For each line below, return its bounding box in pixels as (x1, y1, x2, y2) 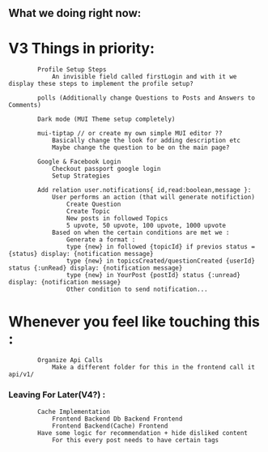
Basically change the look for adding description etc (51, 137, 241, 145)
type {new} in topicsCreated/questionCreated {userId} (66, 257, 255, 266)
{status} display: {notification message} (8, 250, 154, 258)
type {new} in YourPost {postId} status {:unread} (66, 271, 241, 279)
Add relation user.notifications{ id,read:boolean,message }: (37, 186, 252, 194)
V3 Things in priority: (8, 39, 155, 58)
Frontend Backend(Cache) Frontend (51, 421, 168, 430)
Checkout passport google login (51, 165, 161, 173)
